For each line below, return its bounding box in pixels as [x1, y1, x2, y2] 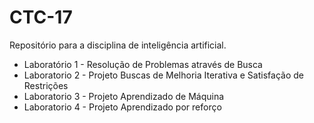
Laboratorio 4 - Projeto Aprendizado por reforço [23, 101, 222, 113]
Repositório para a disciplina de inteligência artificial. [9, 39, 227, 51]
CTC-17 [9, 6, 73, 29]
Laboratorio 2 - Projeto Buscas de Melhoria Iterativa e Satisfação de [23, 69, 304, 81]
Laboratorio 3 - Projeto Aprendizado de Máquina [23, 90, 225, 102]
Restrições [23, 79, 69, 91]
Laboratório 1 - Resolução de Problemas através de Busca [23, 58, 263, 70]
